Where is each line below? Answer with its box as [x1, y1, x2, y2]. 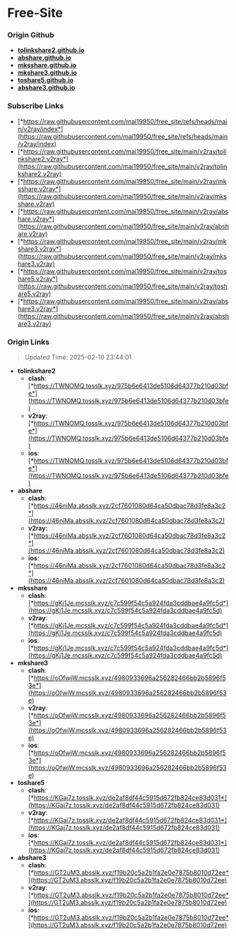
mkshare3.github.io [17, 68, 77, 77]
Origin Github [7, 30, 55, 40]
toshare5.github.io [17, 76, 74, 85]
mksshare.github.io [17, 61, 77, 70]
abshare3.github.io [17, 83, 75, 92]
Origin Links [7, 337, 50, 347]
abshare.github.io [17, 54, 72, 62]
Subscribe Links [7, 101, 64, 111]
